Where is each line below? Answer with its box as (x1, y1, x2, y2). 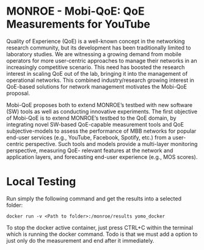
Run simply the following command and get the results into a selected (6, 194, 182, 202)
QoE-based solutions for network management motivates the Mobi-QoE (6, 83, 188, 90)
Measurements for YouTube (6, 17, 151, 31)
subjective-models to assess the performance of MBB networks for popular (6, 127, 197, 134)
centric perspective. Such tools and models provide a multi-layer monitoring (6, 140, 198, 147)
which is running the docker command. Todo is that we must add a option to (6, 230, 198, 238)
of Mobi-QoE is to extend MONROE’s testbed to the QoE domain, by (6, 114, 177, 122)
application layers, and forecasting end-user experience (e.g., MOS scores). (6, 153, 198, 160)
